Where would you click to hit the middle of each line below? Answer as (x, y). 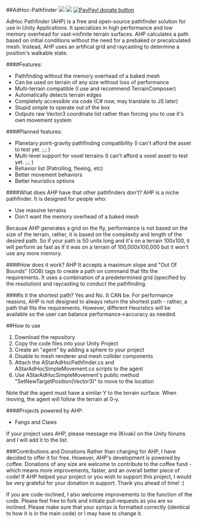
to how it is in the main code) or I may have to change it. (74, 513)
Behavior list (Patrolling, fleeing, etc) (59, 168)
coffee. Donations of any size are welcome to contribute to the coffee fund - (99, 464)
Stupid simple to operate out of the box (62, 107)
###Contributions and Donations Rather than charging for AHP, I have (91, 451)
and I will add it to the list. (37, 440)
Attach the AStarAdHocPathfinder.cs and (64, 362)
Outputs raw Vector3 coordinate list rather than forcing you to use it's (99, 114)
